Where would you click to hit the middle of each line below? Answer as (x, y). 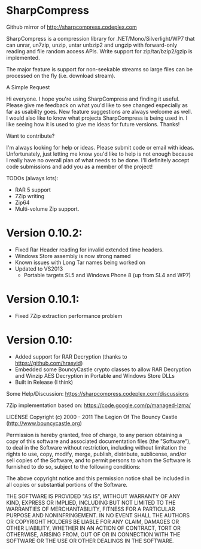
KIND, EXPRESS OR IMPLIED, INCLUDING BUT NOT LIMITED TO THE (91, 502)
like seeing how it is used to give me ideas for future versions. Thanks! (93, 124)
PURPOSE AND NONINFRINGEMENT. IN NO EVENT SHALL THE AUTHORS (98, 515)
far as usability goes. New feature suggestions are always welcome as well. (99, 111)
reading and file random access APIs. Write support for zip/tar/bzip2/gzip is (99, 51)
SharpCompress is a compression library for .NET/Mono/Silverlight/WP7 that (100, 38)
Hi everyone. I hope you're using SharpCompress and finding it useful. (93, 99)
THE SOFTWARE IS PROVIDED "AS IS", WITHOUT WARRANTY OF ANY (93, 496)
